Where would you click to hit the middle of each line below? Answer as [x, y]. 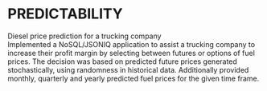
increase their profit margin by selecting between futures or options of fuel [131, 53]
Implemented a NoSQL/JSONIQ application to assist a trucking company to [131, 44]
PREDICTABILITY [65, 14]
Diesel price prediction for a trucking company [84, 36]
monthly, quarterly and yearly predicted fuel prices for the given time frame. [133, 78]
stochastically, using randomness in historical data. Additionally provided [128, 69]
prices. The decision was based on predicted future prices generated [123, 61]
